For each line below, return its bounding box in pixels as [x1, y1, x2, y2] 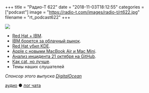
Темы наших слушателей [12, 64, 65, 69]
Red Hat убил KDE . [12, 43, 50, 49]
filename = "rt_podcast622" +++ [5, 15, 70, 20]
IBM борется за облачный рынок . [12, 38, 82, 44]
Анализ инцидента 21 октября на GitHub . [12, 53, 96, 59]
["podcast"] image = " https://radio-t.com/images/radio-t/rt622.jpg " [5, 9, 140, 15]
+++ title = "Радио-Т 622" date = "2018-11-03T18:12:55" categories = [5, 4, 145, 10]
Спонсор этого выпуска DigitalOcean [5, 73, 82, 79]
